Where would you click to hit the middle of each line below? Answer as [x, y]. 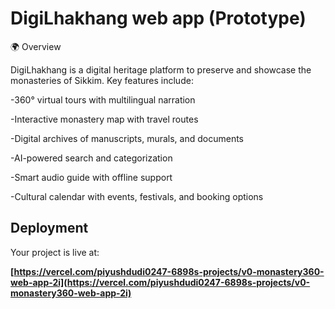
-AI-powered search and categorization [91, 158]
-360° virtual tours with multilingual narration [103, 99]
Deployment [49, 228]
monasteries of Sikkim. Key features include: [102, 80]
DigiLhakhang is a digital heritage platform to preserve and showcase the [161, 69]
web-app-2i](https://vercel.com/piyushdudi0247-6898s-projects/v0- [160, 282]
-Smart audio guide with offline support [91, 177]
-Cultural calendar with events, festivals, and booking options [137, 196]
